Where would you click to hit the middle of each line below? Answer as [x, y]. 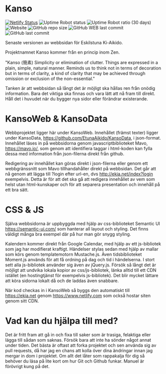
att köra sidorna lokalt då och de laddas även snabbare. [62, 281]
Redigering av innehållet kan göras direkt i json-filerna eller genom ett [77, 163]
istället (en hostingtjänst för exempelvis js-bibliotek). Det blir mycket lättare [82, 275]
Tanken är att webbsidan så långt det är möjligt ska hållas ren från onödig [80, 88]
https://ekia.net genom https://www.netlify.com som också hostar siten [78, 296]
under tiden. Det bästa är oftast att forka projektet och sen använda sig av [81, 345]
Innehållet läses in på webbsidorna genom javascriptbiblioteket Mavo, [77, 143]
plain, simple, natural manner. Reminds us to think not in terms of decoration [83, 68]
